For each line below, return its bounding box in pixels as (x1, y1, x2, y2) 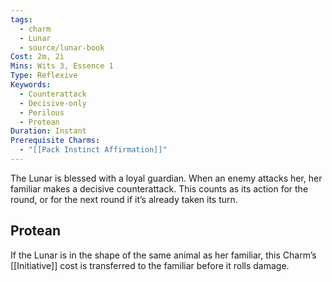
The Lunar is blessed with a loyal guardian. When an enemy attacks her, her (10, 172, 323, 184)
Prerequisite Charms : (10, 136, 101, 146)
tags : (10, 14, 33, 25)
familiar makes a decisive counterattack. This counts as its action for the (10, 182, 309, 195)
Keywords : (10, 80, 52, 90)
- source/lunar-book (19, 42, 105, 53)
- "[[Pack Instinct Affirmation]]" (19, 145, 168, 155)
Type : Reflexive (10, 71, 78, 81)
